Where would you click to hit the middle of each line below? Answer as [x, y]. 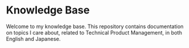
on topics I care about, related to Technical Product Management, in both [94, 32]
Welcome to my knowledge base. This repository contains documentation [95, 26]
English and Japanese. [33, 39]
